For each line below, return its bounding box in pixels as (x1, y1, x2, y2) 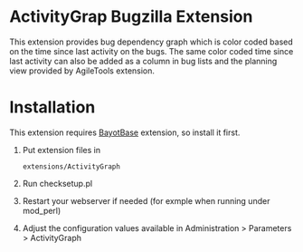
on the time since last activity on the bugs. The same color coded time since (9, 45, 294, 56)
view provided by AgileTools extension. (9, 65, 156, 76)
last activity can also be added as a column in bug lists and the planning (9, 55, 278, 66)
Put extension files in (22, 144, 101, 155)
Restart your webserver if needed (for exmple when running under (22, 195, 270, 206)
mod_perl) (22, 205, 62, 216)
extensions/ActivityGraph (22, 161, 120, 171)
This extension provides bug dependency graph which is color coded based (9, 36, 294, 47)
